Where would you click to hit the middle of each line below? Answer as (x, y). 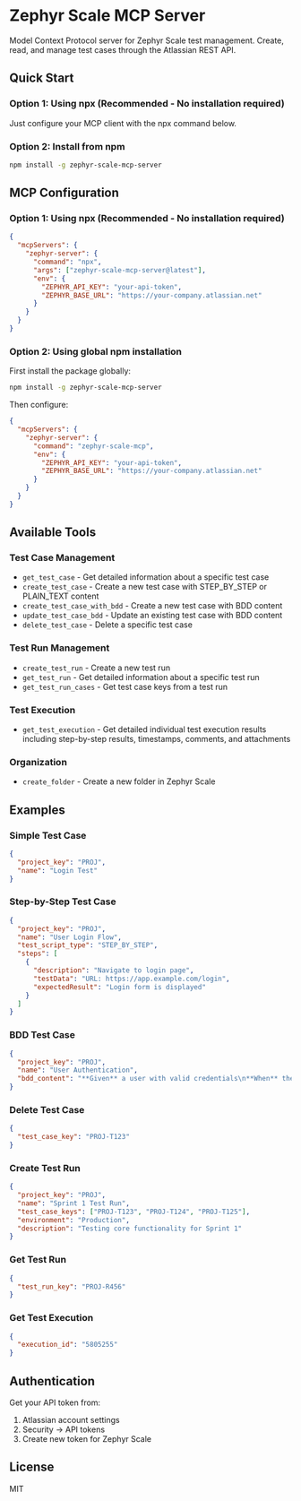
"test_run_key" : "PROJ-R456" (72, 1287)
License (32, 1467)
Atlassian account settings (71, 1420)
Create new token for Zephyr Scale (87, 1439)
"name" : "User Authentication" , (78, 1070)
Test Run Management (60, 648)
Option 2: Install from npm (67, 146)
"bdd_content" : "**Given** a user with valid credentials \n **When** (148, 1079)
